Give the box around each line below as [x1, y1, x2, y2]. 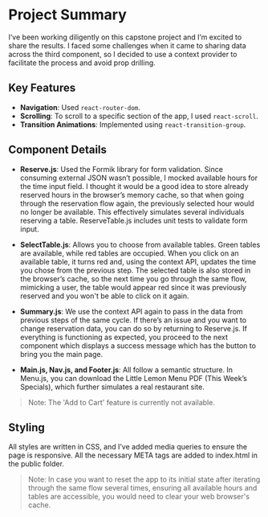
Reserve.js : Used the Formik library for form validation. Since [19, 164, 223, 174]
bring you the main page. [19, 349, 104, 359]
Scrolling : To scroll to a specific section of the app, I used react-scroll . [19, 111, 259, 121]
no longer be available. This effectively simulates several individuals [19, 207, 245, 216]
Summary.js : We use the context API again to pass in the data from [19, 306, 243, 316]
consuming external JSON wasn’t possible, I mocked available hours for [19, 173, 258, 183]
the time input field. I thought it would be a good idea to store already [19, 181, 249, 191]
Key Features [8, 81, 76, 95]
